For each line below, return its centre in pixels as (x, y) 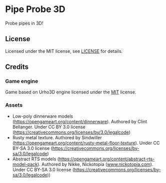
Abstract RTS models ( (35, 159)
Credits (17, 67)
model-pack (25, 164)
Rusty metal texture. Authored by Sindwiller (57, 137)
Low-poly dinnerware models (43, 116)
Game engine (22, 81)
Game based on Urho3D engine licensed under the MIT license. (71, 92)
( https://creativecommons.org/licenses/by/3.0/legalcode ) (71, 132)
